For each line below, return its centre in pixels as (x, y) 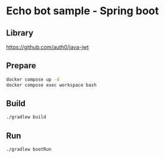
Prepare (21, 66)
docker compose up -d (33, 79)
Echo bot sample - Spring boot (82, 11)
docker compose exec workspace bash (51, 85)
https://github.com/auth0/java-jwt (47, 47)
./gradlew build (26, 117)
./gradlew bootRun (29, 150)
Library (20, 33)
